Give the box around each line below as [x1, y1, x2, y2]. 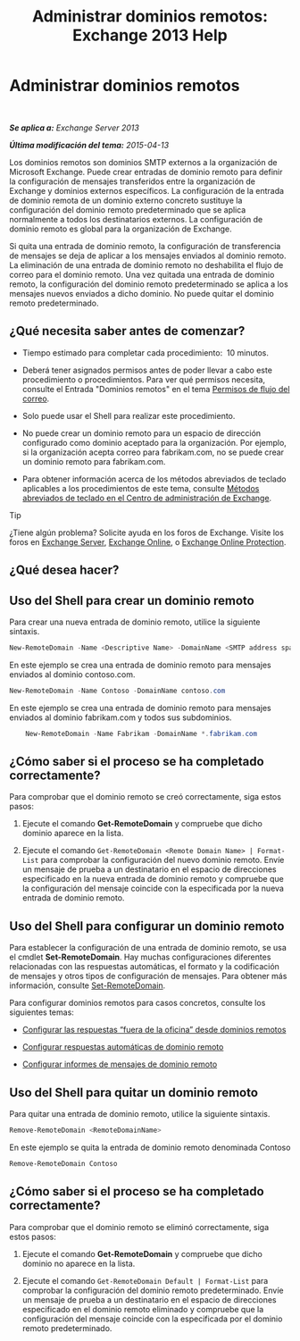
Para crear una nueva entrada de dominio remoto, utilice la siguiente [9, 616, 261, 627]
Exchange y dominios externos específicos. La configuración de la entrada [9, 185, 284, 196]
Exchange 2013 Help [72, 25, 228, 46]
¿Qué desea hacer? [9, 563, 120, 578]
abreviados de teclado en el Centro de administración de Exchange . [21, 492, 272, 503]
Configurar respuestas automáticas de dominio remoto [21, 1042, 224, 1052]
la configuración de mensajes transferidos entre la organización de [9, 176, 256, 187]
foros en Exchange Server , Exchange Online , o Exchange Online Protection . [9, 536, 287, 547]
